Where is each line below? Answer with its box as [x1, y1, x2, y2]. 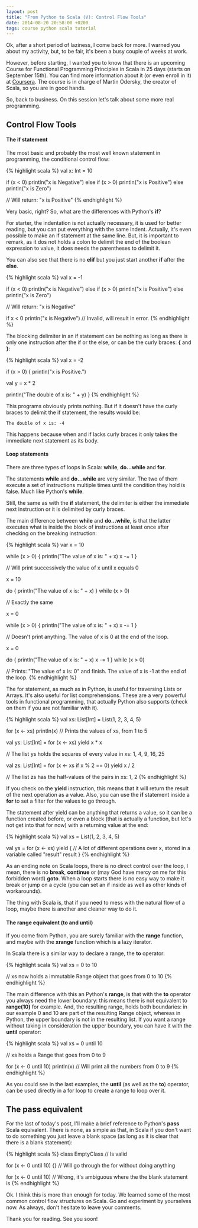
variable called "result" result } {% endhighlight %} [6, 851, 130, 858]
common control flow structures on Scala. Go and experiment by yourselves [6, 1198, 191, 1205]
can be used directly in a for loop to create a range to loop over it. [6, 1087, 166, 1095]
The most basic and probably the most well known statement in [6, 149, 161, 156]
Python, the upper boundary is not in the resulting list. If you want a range [6, 1016, 186, 1023]
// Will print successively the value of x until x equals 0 [6, 564, 139, 571]
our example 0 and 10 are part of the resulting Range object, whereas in [6, 1010, 181, 1017]
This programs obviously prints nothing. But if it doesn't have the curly [6, 402, 178, 409]
